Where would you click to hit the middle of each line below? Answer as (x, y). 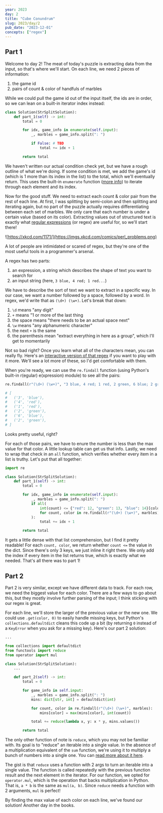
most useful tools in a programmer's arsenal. (50, 251)
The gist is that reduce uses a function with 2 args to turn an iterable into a (79, 765)
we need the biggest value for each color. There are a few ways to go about (81, 593)
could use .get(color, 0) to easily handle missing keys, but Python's (74, 618)
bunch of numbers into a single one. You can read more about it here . (74, 755)
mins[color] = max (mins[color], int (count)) (85, 713)
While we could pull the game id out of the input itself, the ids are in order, (79, 98)
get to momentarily (31, 341)
